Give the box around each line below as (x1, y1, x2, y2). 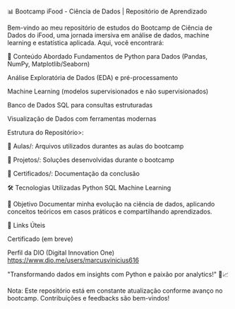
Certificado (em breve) (7, 235, 73, 243)
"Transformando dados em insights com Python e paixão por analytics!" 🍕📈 (7, 270, 229, 279)
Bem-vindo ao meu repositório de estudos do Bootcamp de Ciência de (7, 23, 213, 32)
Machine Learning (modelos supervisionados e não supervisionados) (7, 87, 209, 95)
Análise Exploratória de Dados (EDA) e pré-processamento (7, 74, 179, 81)
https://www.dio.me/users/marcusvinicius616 (7, 256, 140, 264)
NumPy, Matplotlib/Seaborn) (7, 60, 90, 68)
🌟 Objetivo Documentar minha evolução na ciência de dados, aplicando (7, 200, 215, 208)
